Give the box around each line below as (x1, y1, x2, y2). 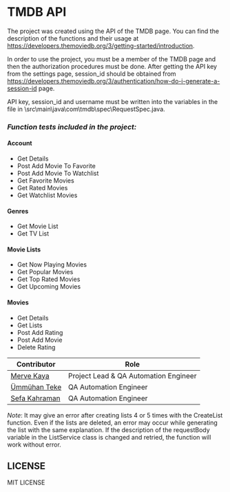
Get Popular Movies (17, 268, 74, 276)
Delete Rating (17, 342, 56, 351)
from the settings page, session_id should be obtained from (7, 70, 177, 78)
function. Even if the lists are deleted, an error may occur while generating (7, 418, 218, 427)
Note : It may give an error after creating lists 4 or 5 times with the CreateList (7, 411, 223, 419)
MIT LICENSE (7, 478, 45, 486)
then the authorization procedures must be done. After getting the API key (7, 62, 218, 70)
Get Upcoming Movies (17, 283, 81, 291)
